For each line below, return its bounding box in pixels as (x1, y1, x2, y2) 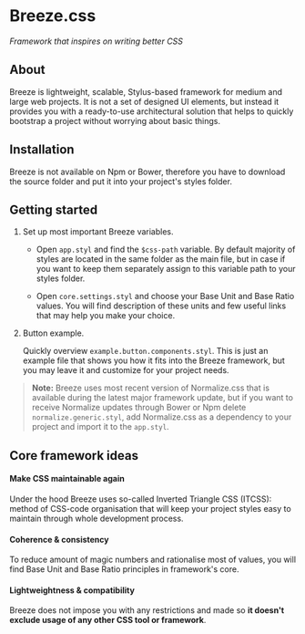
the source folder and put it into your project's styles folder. (9, 175, 232, 187)
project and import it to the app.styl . (31, 421, 170, 432)
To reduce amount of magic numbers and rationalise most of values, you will (9, 554, 297, 566)
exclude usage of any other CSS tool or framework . (9, 615, 207, 626)
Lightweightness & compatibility (9, 585, 135, 596)
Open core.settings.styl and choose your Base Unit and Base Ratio (36, 291, 295, 302)
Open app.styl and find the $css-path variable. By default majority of (36, 244, 296, 255)
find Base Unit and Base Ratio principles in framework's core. (9, 564, 239, 575)
